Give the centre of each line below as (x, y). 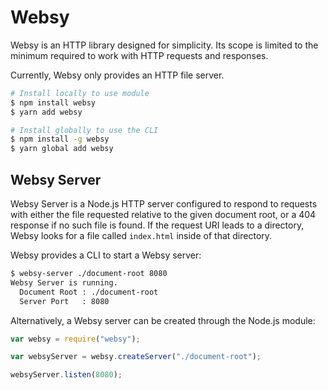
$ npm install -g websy (60, 139)
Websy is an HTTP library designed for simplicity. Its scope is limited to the (164, 45)
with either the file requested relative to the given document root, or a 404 (163, 214)
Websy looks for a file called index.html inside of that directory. (141, 235)
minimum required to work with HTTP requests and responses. (139, 55)
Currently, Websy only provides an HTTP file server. (117, 75)
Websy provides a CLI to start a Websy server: (106, 255)
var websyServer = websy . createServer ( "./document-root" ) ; (136, 357)
